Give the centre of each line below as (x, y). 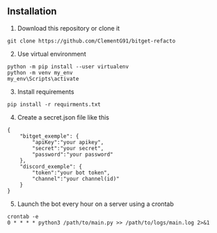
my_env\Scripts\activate (43, 79)
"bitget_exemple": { (49, 136)
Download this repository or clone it (69, 28)
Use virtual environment (51, 54)
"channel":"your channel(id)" (76, 179)
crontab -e (23, 216)
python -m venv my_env (40, 72)
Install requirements (46, 91)
